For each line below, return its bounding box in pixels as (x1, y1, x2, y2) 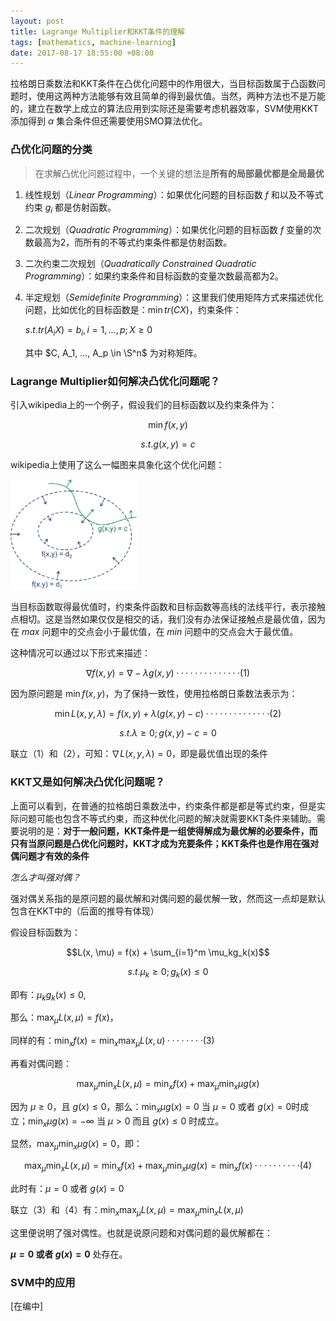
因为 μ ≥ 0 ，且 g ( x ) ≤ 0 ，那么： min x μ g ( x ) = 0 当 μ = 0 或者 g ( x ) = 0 (10, 1100, 292, 1115)
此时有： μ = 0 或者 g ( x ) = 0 (10, 1182, 125, 1194)
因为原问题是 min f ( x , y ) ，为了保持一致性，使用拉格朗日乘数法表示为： (10, 688, 298, 700)
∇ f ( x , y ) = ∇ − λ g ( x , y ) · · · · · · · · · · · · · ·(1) (85, 667, 251, 679)
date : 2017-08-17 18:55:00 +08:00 (10, 48, 155, 58)
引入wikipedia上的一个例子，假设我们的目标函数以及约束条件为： (10, 399, 278, 411)
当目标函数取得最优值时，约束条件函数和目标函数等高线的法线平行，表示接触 (10, 601, 326, 613)
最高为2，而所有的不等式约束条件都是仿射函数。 (33, 236, 233, 249)
